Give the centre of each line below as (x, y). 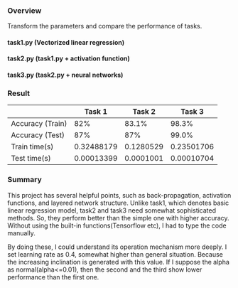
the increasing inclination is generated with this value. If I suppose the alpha (118, 262)
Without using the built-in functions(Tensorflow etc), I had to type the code (117, 225)
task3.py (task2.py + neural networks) (65, 75)
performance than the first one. (53, 277)
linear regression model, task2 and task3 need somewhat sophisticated (112, 210)
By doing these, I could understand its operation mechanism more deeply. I (117, 247)
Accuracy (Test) (38, 135)
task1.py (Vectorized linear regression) (66, 42)
